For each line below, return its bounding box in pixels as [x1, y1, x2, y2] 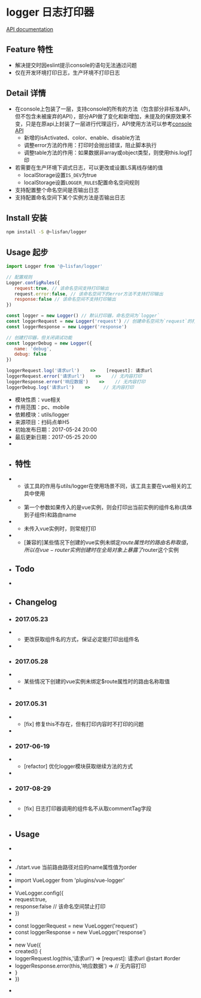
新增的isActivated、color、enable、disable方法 [23, 134, 141, 141]
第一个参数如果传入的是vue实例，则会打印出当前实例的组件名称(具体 [23, 503, 193, 511]
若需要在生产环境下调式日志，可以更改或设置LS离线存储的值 [14, 164, 163, 171]
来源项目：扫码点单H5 [14, 418, 70, 425]
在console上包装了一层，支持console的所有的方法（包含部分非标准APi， [14, 105, 193, 112]
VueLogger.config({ [14, 889, 64, 896]
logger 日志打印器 [6, 5, 95, 19]
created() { [14, 948, 42, 954]
